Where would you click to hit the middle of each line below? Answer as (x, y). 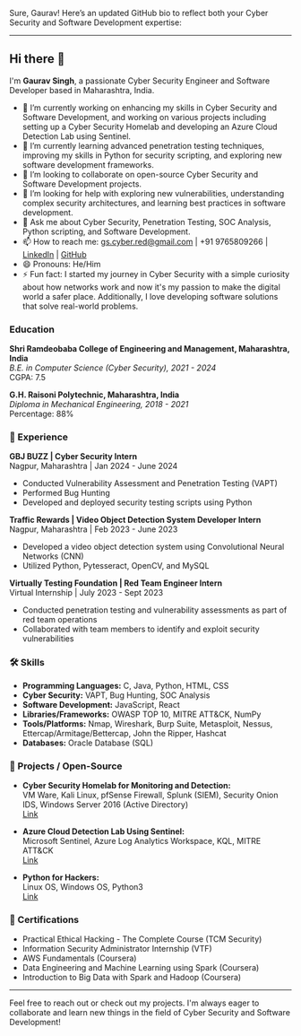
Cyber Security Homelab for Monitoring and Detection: (126, 785)
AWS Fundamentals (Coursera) (79, 958)
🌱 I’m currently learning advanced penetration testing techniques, (143, 145)
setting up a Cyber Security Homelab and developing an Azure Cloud (150, 126)
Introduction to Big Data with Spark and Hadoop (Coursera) (132, 978)
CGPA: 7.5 (28, 378)
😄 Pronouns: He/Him (61, 264)
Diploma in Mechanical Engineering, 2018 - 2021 (99, 405)
